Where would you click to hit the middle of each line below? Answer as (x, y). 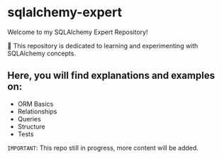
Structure (31, 126)
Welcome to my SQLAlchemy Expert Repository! (78, 32)
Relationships (37, 111)
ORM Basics (35, 104)
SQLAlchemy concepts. (42, 53)
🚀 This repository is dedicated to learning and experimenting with (103, 45)
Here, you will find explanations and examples (111, 76)
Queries (29, 119)
